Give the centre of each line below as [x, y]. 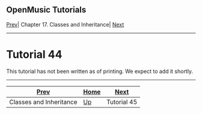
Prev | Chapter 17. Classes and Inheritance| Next [65, 24]
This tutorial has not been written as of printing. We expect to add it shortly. [100, 71]
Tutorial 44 [34, 54]
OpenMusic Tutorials [46, 10]
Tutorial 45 [122, 102]
